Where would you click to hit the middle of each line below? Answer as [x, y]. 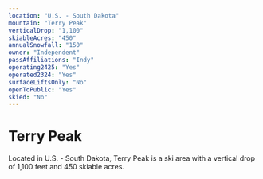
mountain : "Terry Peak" [48, 23]
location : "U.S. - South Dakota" [64, 16]
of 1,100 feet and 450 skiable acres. [67, 167]
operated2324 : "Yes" [43, 75]
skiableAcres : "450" [43, 38]
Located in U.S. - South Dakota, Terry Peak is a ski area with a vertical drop [132, 158]
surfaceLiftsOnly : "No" [48, 82]
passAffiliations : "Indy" [51, 60]
